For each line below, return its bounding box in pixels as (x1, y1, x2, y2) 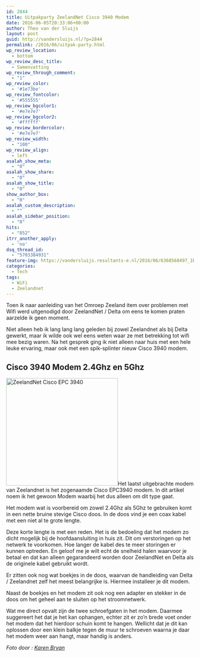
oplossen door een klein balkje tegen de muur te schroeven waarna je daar (6, 626, 190, 634)
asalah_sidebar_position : (6, 214, 70, 220)
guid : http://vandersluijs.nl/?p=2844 (6, 36, 102, 42)
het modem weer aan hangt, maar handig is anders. (6, 633, 133, 640)
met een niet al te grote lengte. (6, 517, 82, 524)
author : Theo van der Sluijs (6, 25, 79, 32)
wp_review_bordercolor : (6, 125, 65, 131)
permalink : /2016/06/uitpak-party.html (6, 42, 105, 48)
